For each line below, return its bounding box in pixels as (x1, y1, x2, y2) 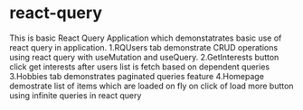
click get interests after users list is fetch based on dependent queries (9, 61, 270, 72)
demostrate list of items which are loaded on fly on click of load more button (9, 80, 294, 91)
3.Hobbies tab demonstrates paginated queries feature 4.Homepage (9, 70, 265, 81)
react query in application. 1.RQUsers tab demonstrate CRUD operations (9, 41, 279, 52)
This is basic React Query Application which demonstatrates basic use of (9, 32, 282, 43)
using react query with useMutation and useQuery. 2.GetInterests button (9, 51, 279, 62)
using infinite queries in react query (9, 89, 142, 101)
